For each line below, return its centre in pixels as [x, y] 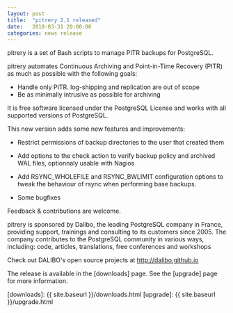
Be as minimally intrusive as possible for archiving [89, 95]
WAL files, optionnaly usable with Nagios [76, 163]
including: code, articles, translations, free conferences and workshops [109, 247]
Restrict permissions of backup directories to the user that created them [121, 143]
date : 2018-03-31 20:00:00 [49, 26]
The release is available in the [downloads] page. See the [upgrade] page [112, 274]
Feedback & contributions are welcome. [64, 211]
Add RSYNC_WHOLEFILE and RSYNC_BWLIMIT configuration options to [120, 177]
